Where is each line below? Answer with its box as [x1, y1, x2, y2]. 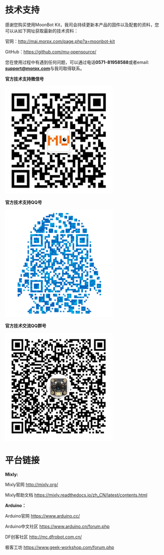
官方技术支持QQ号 [5, 199, 42, 205]
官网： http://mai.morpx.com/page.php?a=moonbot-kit [5, 38, 115, 44]
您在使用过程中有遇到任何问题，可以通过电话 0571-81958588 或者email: [5, 59, 149, 65]
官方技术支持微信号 [5, 76, 44, 82]
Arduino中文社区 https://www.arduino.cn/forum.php [5, 523, 110, 529]
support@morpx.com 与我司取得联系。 [5, 65, 85, 71]
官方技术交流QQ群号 [5, 323, 47, 328]
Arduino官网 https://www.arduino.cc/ [5, 513, 80, 519]
